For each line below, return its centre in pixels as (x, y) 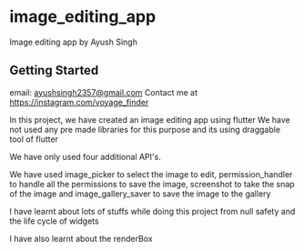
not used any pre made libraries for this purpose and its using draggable (145, 129)
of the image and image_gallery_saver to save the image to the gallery (140, 194)
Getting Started (54, 70)
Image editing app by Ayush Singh (74, 42)
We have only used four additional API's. (85, 156)
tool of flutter (34, 139)
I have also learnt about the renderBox (81, 238)
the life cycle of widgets (54, 221)
